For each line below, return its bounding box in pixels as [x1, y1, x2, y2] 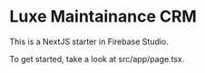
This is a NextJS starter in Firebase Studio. [9, 36, 170, 47]
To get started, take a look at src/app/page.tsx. [9, 53, 185, 64]
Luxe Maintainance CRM [9, 6, 197, 27]
